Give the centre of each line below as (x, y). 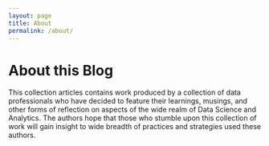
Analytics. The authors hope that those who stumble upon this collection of (132, 118)
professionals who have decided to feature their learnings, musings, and (128, 101)
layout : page (30, 16)
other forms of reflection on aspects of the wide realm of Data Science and (132, 110)
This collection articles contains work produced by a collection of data (124, 92)
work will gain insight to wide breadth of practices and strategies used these (135, 127)
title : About (30, 23)
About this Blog (61, 70)
